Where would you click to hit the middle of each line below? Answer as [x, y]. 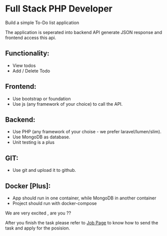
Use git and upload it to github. [44, 170]
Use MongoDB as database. [41, 137]
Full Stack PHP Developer [59, 9]
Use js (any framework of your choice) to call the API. [67, 104]
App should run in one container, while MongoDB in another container [84, 198]
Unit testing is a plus [33, 142]
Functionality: [27, 53]
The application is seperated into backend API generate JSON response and [84, 32]
